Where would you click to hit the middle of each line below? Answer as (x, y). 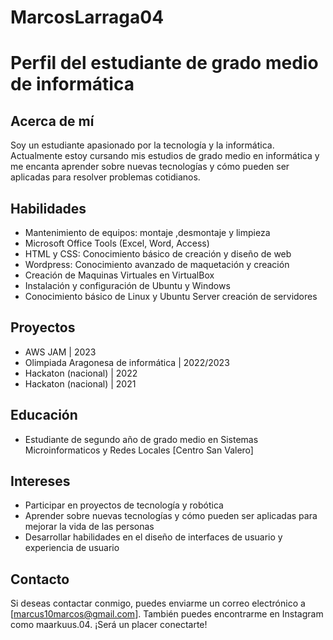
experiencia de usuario (72, 548)
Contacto (40, 579)
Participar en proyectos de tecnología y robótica (124, 505)
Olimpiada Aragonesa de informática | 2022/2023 (127, 362)
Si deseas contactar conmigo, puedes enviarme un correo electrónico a (158, 603)
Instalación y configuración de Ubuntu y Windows (127, 285)
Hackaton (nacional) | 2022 (81, 373)
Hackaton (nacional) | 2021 (80, 383)
